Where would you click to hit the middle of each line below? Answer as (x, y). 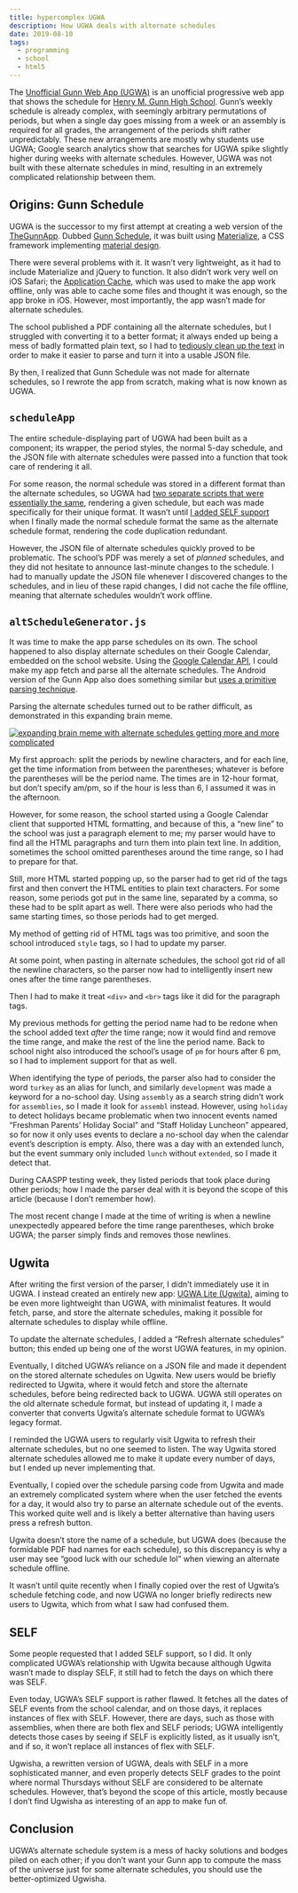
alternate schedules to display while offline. (89, 1322)
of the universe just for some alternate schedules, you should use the (136, 1869)
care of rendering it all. (51, 466)
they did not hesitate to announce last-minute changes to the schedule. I (142, 567)
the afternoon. (35, 797)
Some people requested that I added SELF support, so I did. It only (131, 1653)
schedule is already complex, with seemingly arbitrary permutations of (138, 111)
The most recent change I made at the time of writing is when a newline (140, 1216)
